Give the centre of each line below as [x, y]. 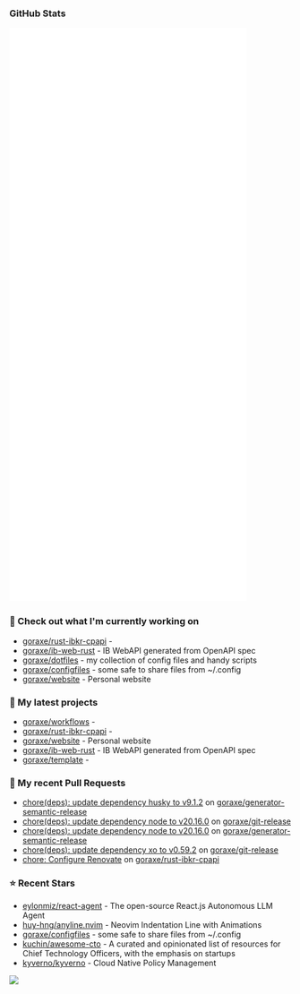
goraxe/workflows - [59, 721]
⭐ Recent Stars [43, 883]
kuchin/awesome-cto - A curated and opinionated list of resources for [151, 944]
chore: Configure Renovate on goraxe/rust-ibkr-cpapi [120, 860]
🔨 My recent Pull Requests [68, 783]
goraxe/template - [56, 759]
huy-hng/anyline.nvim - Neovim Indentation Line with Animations [142, 925]
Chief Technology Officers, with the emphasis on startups [129, 954]
